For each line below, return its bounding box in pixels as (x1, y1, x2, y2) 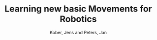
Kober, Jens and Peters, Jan (49, 29, 107, 35)
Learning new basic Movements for (4, 3, 152, 14)
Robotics (59, 13, 97, 25)
